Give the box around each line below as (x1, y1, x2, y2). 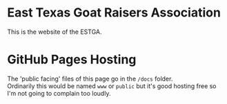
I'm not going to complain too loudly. (7, 89, 111, 97)
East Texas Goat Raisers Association (7, 5, 221, 21)
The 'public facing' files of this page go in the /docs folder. (7, 74, 173, 83)
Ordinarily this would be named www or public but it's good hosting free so (7, 81, 217, 90)
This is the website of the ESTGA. (7, 28, 102, 36)
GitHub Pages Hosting (7, 52, 137, 67)
